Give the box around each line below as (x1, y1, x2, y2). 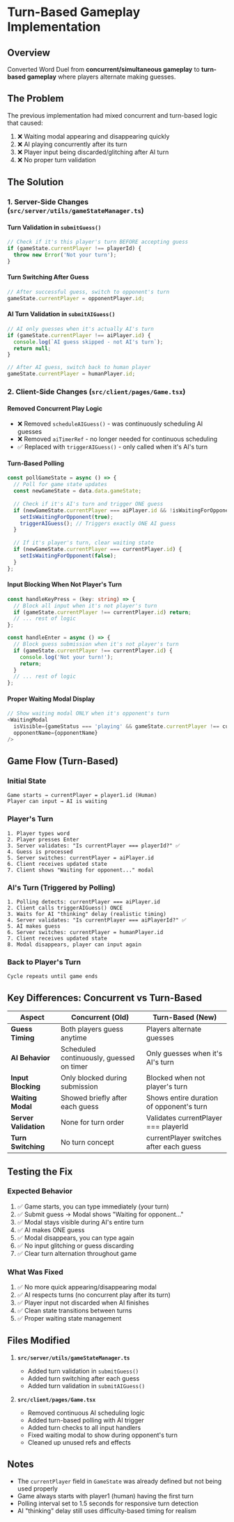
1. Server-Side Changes (7, 197, 89, 207)
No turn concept (60, 1137, 115, 1147)
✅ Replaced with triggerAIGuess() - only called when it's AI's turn (17, 443, 208, 451)
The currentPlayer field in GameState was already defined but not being (17, 1477, 222, 1485)
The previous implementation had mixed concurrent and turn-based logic (7, 111, 218, 119)
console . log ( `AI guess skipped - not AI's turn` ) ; (13, 339, 164, 345)
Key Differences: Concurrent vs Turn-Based (7, 992, 202, 1004)
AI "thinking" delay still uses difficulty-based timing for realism (17, 1506, 197, 1515)
